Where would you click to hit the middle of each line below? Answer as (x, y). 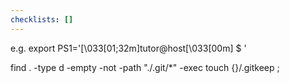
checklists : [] (42, 19)
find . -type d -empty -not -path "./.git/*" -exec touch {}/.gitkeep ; (145, 67)
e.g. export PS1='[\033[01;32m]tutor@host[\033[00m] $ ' (128, 48)
